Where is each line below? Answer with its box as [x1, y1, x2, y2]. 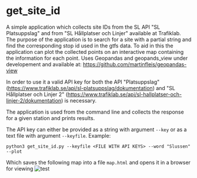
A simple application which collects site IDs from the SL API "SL [6, 23, 161, 30]
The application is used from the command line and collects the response [6, 108, 184, 115]
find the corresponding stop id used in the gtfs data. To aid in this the [6, 42, 173, 49]
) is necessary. [61, 97, 97, 104]
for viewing [6, 165, 34, 172]
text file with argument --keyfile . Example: [6, 132, 111, 139]
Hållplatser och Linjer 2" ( [6, 91, 68, 98]
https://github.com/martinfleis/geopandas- [83, 60, 187, 68]
